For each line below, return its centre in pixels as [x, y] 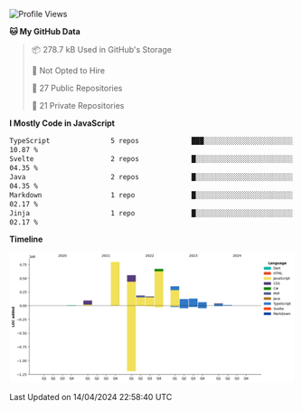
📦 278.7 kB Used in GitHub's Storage [102, 49]
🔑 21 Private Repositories [78, 105]
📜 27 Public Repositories [77, 88]
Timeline [26, 239]
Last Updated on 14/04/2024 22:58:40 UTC [91, 397]
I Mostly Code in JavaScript [62, 123]
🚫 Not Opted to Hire [68, 71]
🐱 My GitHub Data [45, 31]
